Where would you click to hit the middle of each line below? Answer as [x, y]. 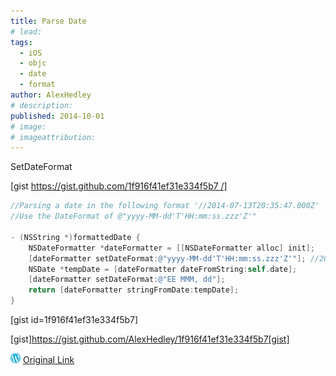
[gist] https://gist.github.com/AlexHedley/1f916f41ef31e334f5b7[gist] [150, 339]
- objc [33, 63]
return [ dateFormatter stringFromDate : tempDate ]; [134, 290]
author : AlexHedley [51, 95]
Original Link [48, 359]
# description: [42, 105]
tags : [21, 42]
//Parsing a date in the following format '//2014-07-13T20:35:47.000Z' [165, 206]
